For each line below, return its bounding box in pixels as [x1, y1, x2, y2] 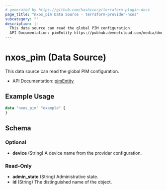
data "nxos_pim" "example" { [5, 105, 66, 110]
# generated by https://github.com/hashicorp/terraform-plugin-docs [5, 7, 150, 12]
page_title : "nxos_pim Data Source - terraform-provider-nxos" [5, 12, 139, 17]
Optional [5, 139, 26, 146]
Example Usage [5, 93, 55, 101]
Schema [5, 124, 31, 132]
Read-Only [5, 163, 32, 170]
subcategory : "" [5, 16, 39, 21]
